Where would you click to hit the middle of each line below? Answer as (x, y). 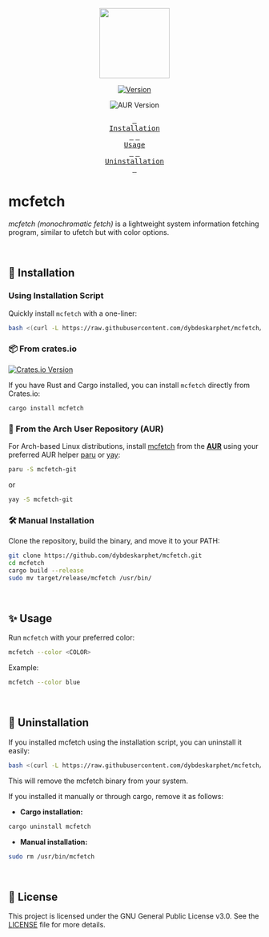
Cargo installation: (51, 812)
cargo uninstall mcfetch (50, 826)
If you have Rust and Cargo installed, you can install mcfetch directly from (129, 385)
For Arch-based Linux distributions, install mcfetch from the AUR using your (133, 446)
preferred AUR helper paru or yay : (64, 454)
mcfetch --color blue (44, 683)
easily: (19, 750)
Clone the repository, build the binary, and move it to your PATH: (114, 541)
